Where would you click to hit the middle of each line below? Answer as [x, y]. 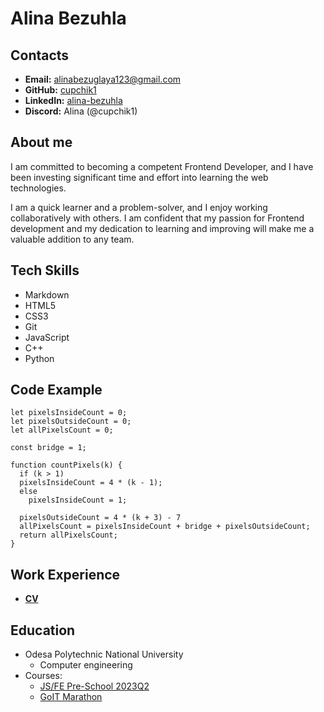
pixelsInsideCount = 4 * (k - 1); [91, 483]
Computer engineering [86, 665]
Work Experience [65, 574]
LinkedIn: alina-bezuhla [73, 100]
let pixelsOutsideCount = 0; [71, 422]
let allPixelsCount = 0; [62, 430]
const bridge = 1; [48, 448]
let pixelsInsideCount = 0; [69, 413]
